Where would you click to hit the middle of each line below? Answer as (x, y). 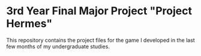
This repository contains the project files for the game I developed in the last (100, 40)
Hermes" (29, 24)
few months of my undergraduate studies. (58, 46)
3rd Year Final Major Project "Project (99, 11)
